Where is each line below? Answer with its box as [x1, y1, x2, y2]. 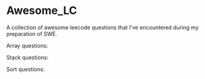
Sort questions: [6, 65, 45, 73]
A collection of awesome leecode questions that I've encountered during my [6, 24, 199, 31]
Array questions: [6, 42, 48, 49]
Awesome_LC [6, 4, 78, 18]
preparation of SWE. [6, 30, 58, 37]
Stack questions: [6, 53, 49, 61]
